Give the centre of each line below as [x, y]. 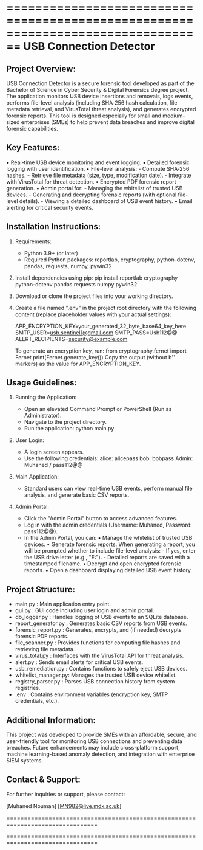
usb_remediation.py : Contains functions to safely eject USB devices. [101, 669]
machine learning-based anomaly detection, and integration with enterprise [101, 754]
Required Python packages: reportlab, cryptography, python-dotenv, [110, 260]
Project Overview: [41, 68]
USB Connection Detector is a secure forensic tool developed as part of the [101, 83]
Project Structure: [41, 589]
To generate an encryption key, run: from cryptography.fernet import [101, 351]
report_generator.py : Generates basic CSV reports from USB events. [101, 623]
